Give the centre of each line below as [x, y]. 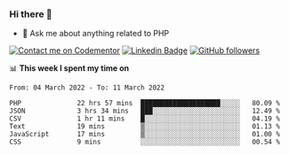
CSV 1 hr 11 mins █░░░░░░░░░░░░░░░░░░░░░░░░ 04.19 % [144, 119]
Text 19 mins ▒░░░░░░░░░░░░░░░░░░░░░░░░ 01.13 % [144, 127]
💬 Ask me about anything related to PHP [96, 34]
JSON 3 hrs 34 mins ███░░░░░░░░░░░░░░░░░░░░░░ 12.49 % [144, 111]
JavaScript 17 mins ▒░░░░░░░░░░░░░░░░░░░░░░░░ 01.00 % [144, 135]
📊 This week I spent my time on [69, 68]
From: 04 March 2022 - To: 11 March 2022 [87, 88]
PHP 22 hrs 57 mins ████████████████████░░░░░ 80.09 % [144, 104]
